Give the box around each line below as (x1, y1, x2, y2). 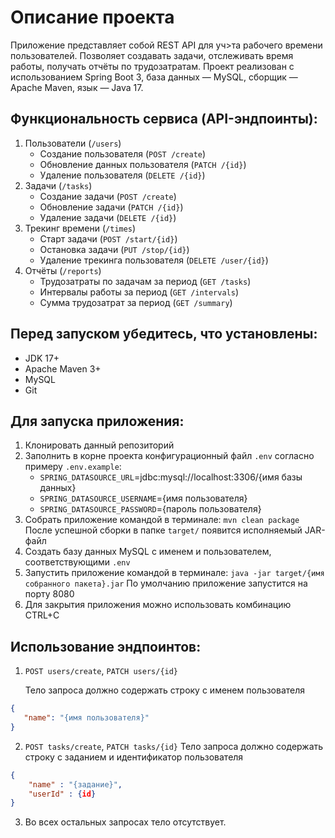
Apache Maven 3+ (24, 362, 102, 375)
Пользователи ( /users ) (24, 137, 122, 149)
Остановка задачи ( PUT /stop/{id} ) (39, 243, 190, 255)
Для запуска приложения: (10, 412, 185, 430)
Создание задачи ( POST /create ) (39, 190, 177, 202)
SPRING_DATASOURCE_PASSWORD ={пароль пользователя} (39, 503, 262, 515)
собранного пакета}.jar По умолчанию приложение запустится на (24, 577, 308, 590)
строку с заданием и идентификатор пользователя (24, 751, 244, 763)
